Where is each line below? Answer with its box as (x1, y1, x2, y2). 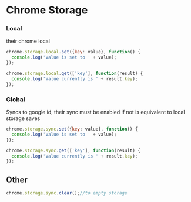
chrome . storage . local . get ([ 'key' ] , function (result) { (6, 71, 143, 77)
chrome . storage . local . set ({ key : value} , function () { (6, 49, 141, 55)
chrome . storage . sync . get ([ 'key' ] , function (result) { (6, 148, 141, 153)
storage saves (6, 115, 41, 122)
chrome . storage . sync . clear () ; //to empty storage (6, 190, 128, 196)
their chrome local (6, 37, 50, 44)
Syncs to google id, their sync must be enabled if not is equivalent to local (6, 109, 185, 116)
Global (6, 95, 25, 103)
